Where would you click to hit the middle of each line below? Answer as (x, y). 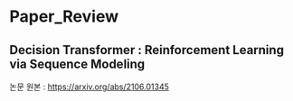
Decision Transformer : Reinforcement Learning (147, 50)
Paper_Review (64, 17)
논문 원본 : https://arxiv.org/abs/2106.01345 (89, 87)
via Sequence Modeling (77, 64)
